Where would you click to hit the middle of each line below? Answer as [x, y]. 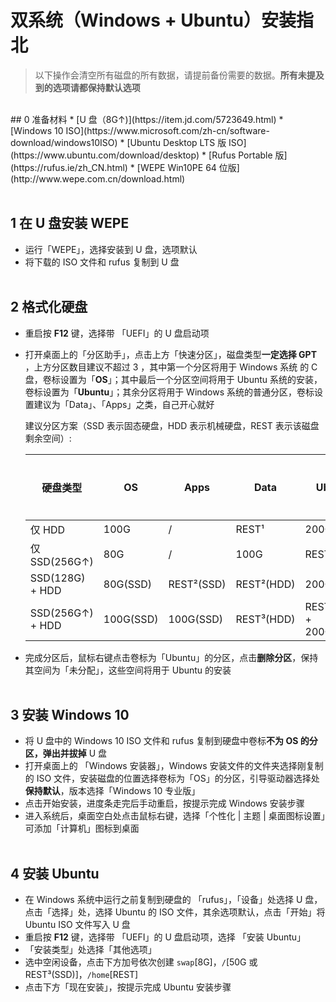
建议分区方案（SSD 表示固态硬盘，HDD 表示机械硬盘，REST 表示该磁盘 [172, 425]
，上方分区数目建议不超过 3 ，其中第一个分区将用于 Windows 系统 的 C [171, 367]
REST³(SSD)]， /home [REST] [81, 975]
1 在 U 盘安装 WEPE [70, 223]
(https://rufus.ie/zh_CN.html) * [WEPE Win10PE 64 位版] [125, 167]
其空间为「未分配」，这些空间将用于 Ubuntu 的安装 [128, 670]
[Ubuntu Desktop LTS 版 [176, 142]
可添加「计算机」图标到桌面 [82, 828]
